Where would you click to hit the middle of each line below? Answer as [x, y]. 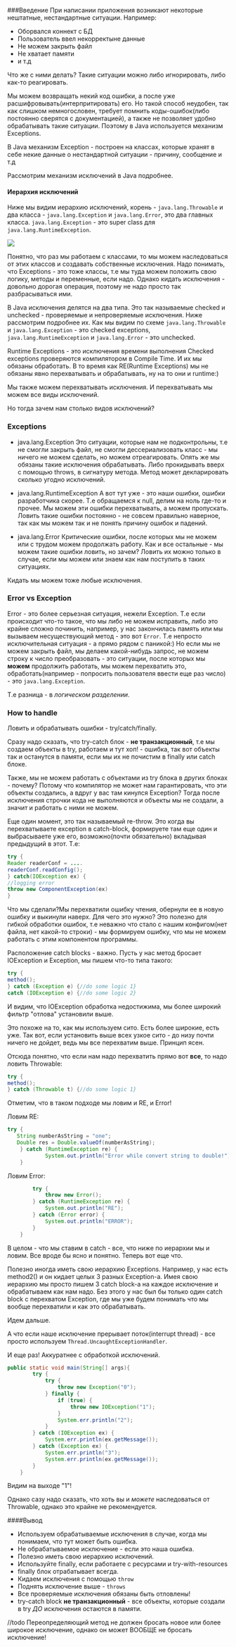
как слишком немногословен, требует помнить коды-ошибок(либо [109, 111]
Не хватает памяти [46, 53]
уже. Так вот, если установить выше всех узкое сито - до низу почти [111, 1035]
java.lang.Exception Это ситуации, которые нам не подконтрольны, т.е [123, 442]
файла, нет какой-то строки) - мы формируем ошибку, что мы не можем [117, 932]
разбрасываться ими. [40, 294]
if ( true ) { [75, 1400]
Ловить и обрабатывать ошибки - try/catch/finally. [82, 728]
